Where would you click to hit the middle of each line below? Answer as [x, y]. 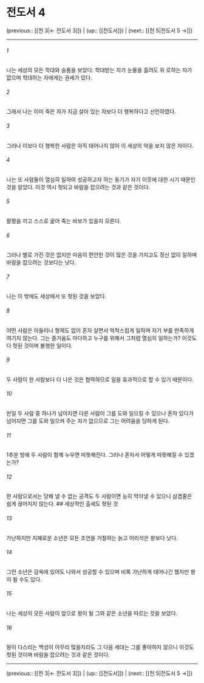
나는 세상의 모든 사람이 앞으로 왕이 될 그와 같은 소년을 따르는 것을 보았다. [92, 613]
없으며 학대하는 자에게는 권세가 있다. [49, 78]
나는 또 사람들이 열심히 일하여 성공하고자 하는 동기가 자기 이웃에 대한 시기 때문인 [101, 179]
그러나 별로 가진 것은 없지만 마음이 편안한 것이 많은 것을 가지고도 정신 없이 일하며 [102, 255]
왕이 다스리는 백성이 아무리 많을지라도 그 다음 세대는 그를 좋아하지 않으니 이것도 [100, 647]
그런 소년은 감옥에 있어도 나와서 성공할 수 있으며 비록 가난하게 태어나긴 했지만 [98, 572]
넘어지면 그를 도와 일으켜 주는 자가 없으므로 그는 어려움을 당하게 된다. [88, 421]
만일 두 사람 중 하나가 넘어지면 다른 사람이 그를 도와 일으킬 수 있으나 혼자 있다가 [100, 413]
